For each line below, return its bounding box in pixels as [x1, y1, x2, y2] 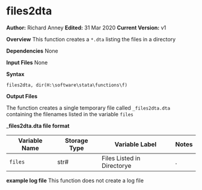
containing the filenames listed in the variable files [6, 110, 134, 117]
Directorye [101, 161, 132, 170]
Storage [65, 136, 88, 144]
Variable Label [114, 140, 157, 148]
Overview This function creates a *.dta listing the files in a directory [6, 35, 176, 43]
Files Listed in [101, 154, 141, 162]
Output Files [6, 92, 38, 99]
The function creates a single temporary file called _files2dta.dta [6, 104, 170, 111]
